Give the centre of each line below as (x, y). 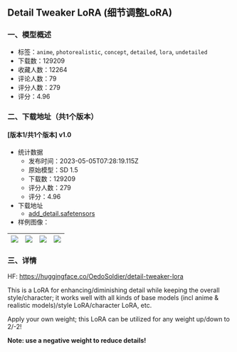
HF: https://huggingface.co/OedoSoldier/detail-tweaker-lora (95, 276)
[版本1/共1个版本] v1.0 (39, 135)
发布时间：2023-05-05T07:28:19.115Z (83, 161)
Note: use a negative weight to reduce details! (77, 341)
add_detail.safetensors (62, 213)
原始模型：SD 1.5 (53, 170)
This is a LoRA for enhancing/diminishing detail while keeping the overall (114, 290)
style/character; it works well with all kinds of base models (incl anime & (113, 298)
